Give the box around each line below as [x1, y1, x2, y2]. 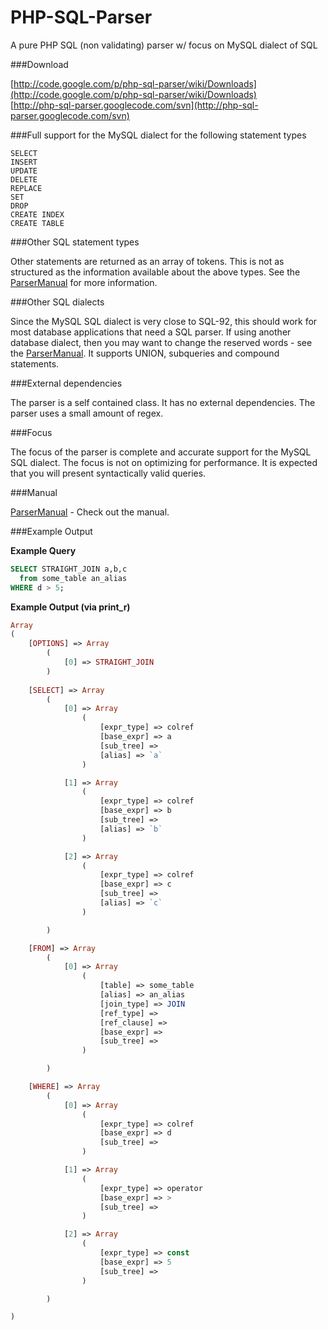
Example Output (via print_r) [10, 601, 131, 613]
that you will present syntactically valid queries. [10, 467, 207, 479]
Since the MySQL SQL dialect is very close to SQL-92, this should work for [10, 315, 318, 327]
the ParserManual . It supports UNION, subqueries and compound [10, 347, 280, 359]
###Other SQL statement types [10, 236, 140, 248]
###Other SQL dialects [10, 296, 105, 308]
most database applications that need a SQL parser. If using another [10, 326, 292, 338]
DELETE [10, 174, 38, 185]
